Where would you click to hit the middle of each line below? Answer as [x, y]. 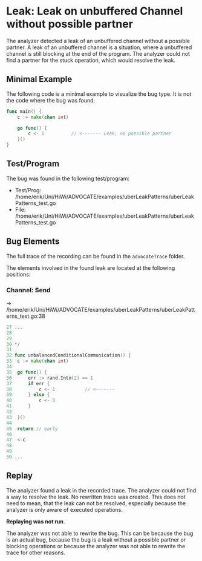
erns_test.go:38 [26, 316]
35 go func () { [27, 372]
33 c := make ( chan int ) [37, 361]
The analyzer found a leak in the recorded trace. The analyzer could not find [101, 490]
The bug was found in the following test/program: [68, 178]
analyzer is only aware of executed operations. [64, 509]
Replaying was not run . [36, 521]
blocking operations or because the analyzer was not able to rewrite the [96, 546]
